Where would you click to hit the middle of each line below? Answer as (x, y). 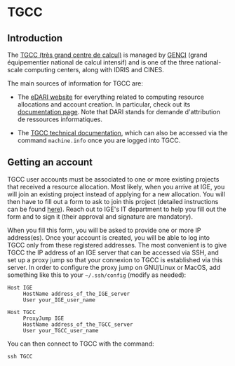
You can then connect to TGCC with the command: (81, 344)
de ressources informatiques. (60, 119)
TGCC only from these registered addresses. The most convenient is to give (117, 245)
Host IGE (20, 287)
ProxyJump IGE (43, 318)
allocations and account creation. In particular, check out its (104, 104)
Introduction (35, 38)
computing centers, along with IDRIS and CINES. (94, 70)
